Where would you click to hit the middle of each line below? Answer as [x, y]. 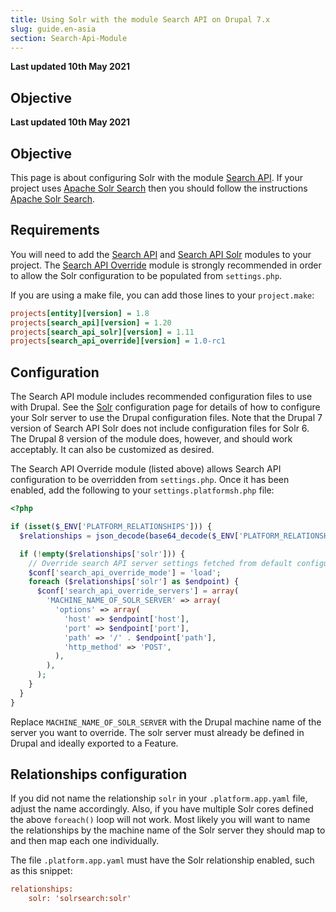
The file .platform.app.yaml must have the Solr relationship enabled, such [162, 860]
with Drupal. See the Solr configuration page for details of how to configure [165, 407]
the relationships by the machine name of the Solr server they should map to [168, 830]
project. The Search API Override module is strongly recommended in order [166, 265]
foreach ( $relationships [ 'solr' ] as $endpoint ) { [134, 582]
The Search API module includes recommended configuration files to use [161, 397]
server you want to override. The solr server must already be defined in [157, 732]
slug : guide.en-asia [53, 29]
